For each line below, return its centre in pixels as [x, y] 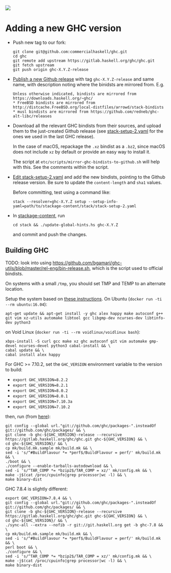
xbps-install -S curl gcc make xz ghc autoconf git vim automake [76, 341]
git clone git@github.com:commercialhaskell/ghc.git [70, 52]
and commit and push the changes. [50, 234]
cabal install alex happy [33, 355]
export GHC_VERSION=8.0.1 [40, 396]
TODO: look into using [29, 263]
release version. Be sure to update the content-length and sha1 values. [87, 182]
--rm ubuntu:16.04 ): [26, 304]
